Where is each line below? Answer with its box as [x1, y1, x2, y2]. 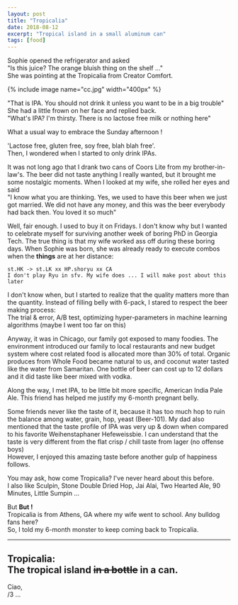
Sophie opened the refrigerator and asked [7, 56, 130, 65]
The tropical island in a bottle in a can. [7, 564, 178, 576]
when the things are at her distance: [7, 252, 114, 261]
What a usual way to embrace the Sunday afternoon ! [7, 128, 163, 136]
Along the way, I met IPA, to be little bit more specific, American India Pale [7, 386, 223, 395]
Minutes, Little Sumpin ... [7, 489, 80, 498]
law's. [7, 170, 25, 179]
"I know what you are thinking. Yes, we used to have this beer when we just [7, 193, 228, 202]
